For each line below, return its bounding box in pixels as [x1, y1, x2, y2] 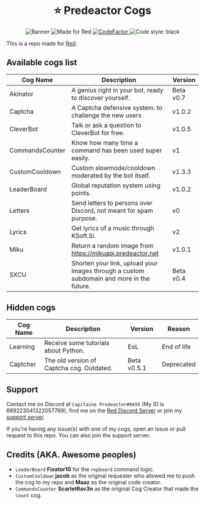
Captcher [9, 360, 37, 368]
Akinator [9, 90, 34, 98]
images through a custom [71, 267, 145, 275]
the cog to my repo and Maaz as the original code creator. [15, 479, 162, 486]
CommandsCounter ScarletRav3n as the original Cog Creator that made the [15, 485, 199, 493]
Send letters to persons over [71, 198, 153, 207]
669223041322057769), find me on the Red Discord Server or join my [6, 407, 182, 414]
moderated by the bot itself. [71, 171, 151, 179]
